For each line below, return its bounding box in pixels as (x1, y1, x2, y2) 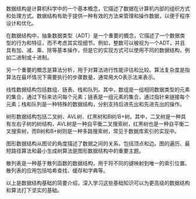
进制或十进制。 (16, 54, 52, 61)
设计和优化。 (6, 20, 37, 26)
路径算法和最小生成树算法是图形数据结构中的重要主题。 (10, 148, 144, 154)
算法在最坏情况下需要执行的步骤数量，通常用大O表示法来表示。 (6, 74, 159, 81)
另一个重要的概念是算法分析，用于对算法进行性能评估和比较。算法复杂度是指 (6, 67, 190, 73)
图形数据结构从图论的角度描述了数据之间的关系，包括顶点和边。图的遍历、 (6, 140, 185, 147)
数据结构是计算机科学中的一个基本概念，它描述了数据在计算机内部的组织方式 (6, 5, 190, 12)
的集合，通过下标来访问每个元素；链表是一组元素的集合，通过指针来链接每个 (6, 93, 190, 100)
